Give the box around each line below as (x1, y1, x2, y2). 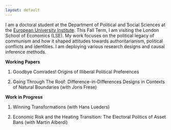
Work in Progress (5, 94, 43, 100)
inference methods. (5, 49, 46, 55)
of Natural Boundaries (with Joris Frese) (12, 84, 97, 90)
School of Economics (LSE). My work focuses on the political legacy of (5, 32, 155, 38)
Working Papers (5, 58, 40, 64)
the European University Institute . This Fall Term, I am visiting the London (5, 27, 159, 33)
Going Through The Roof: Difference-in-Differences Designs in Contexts (12, 78, 165, 84)
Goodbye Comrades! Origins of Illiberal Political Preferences (12, 69, 139, 75)
